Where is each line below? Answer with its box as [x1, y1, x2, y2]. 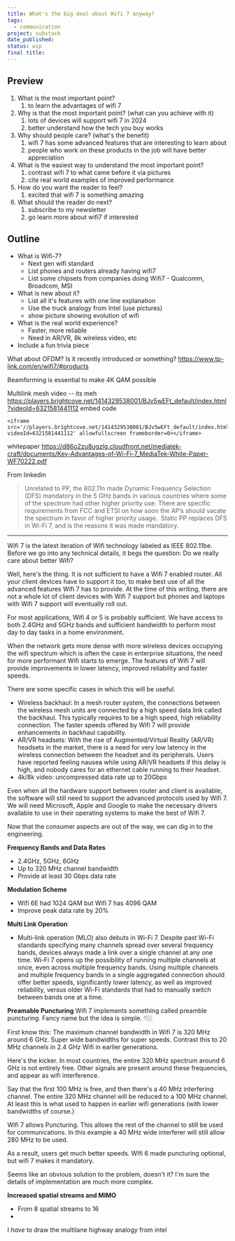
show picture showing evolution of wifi [27, 311, 140, 319]
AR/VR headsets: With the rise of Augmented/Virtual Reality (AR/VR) [17, 736, 215, 744]
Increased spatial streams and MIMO [7, 1191, 117, 1199]
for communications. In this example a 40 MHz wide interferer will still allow [7, 1128, 225, 1136]
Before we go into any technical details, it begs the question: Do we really [7, 549, 219, 557]
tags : [7, 17, 23, 24]
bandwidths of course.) [7, 1107, 75, 1115]
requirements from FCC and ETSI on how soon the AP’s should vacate [24, 506, 226, 514]
